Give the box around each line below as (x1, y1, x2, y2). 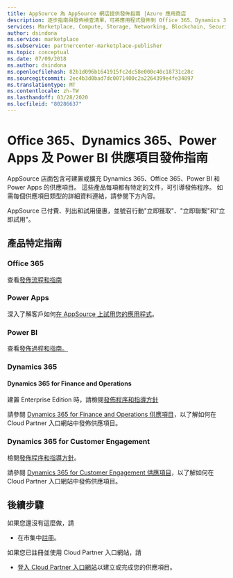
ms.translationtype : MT (7, 81, 76, 88)
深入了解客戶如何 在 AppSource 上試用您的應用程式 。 (7, 310, 158, 318)
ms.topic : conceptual (7, 49, 70, 56)
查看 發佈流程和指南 (7, 275, 62, 283)
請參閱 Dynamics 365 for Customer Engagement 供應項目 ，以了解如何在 (7, 468, 214, 477)
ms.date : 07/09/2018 (7, 56, 67, 63)
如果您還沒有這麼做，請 (7, 519, 74, 527)
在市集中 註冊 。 (17, 534, 60, 542)
